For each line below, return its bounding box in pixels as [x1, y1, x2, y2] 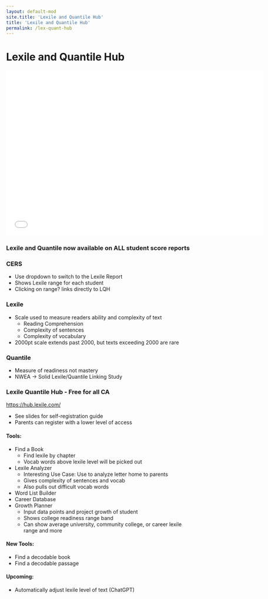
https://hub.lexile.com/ [6, 401, 61, 408]
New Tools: [6, 540, 34, 548]
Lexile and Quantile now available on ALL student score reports [6, 244, 190, 252]
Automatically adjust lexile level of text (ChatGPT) [14, 586, 135, 593]
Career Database [14, 495, 56, 502]
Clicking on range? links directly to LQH [14, 286, 110, 293]
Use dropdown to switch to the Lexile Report [14, 273, 123, 280]
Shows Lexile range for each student [14, 279, 104, 286]
